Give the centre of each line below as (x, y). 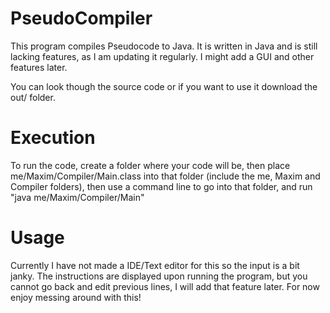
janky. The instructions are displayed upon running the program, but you (159, 276)
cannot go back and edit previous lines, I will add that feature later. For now (165, 286)
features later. (39, 67)
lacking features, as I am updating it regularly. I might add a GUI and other (162, 56)
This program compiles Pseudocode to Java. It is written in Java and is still (164, 46)
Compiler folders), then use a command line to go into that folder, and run (161, 186)
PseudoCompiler (81, 18)
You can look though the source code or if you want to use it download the (164, 86)
